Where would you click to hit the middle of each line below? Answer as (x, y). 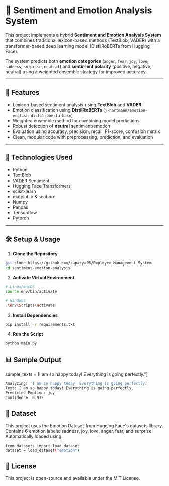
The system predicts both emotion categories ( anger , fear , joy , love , (77, 61)
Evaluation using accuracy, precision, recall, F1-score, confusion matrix (86, 131)
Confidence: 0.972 (24, 397)
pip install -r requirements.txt (40, 324)
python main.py (21, 343)
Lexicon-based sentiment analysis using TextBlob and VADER (77, 104)
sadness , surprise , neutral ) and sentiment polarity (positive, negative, (78, 66)
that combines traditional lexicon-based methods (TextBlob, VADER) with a (83, 40)
